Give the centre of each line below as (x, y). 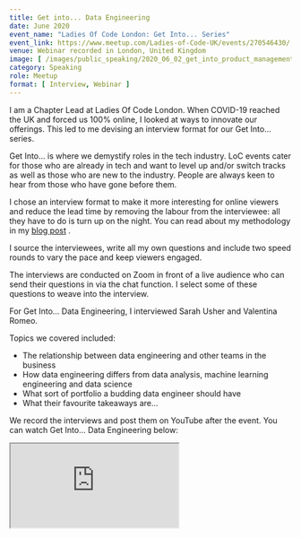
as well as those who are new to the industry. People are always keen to (142, 175)
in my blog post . (40, 230)
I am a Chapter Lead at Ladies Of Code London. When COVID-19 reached (145, 109)
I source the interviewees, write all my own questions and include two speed (150, 247)
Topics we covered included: (63, 338)
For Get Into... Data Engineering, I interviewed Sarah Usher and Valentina (143, 311)
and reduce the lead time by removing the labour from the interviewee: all (145, 211)
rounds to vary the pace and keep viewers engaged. (106, 257)
